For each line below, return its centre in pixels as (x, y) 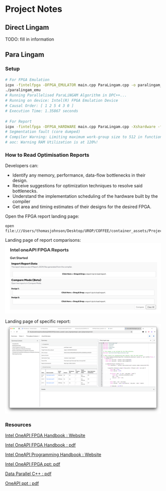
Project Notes (34, 9)
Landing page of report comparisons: (43, 240)
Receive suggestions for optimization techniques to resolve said (77, 186)
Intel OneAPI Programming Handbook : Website (53, 454)
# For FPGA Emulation (27, 80)
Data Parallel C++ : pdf (28, 474)
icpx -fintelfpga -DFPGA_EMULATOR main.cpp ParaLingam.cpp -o (70, 85)
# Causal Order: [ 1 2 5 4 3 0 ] (40, 106)
